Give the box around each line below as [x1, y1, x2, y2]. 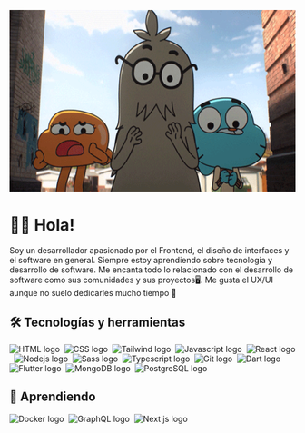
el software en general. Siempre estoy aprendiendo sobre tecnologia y [9, 254, 273, 265]
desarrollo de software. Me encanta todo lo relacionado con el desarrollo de [9, 264, 293, 275]
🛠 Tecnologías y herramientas [9, 315, 186, 330]
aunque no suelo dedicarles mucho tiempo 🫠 [9, 287, 177, 298]
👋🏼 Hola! [9, 215, 75, 236]
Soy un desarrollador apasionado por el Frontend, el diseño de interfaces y [9, 244, 290, 255]
